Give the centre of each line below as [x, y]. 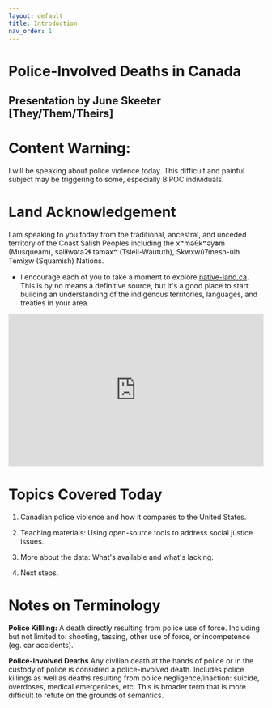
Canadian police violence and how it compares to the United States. [133, 517]
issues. [32, 541]
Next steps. [39, 573]
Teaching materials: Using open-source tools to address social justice [136, 532]
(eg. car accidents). [41, 645]
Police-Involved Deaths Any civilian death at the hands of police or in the [131, 660]
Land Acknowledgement [92, 212]
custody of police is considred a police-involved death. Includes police [126, 669]
